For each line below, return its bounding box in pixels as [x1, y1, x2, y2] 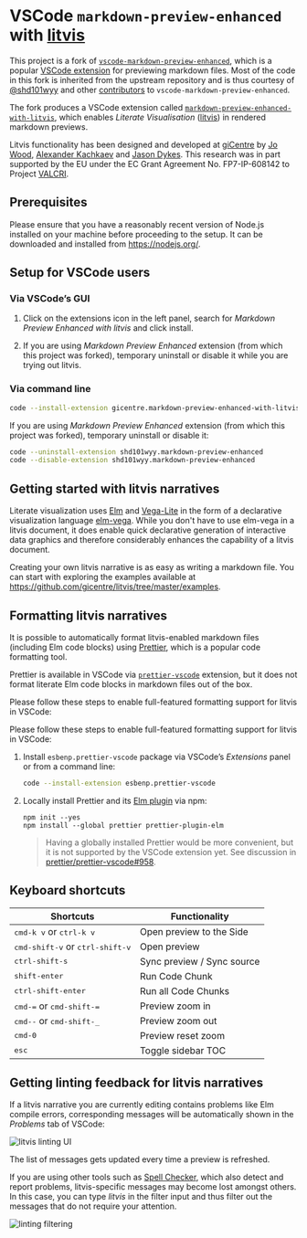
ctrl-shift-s [14, 957, 69, 967]
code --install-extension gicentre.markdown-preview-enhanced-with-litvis [9, 403, 301, 412]
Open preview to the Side [140, 925, 249, 937]
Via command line [9, 383, 91, 396]
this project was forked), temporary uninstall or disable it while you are [22, 350, 289, 361]
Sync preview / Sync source [140, 955, 260, 968]
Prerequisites [9, 195, 88, 210]
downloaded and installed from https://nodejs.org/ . [9, 238, 201, 249]
